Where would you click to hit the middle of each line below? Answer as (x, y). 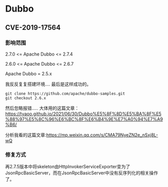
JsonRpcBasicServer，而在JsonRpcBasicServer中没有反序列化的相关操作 (82, 173)
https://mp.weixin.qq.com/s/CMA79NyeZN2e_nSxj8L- (102, 135)
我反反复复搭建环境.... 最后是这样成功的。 (48, 84)
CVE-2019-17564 (33, 28)
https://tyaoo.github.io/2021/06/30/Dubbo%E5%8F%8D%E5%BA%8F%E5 (83, 114)
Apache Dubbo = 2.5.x (29, 73)
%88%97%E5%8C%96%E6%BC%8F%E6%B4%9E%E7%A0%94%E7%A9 (84, 119)
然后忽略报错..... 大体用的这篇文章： (42, 108)
